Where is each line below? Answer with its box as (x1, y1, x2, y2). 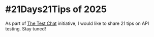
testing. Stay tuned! (5, 25, 46, 31)
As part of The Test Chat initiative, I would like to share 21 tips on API (5, 20, 149, 26)
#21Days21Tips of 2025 (5, 4, 107, 15)
